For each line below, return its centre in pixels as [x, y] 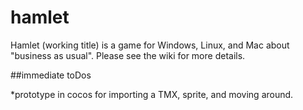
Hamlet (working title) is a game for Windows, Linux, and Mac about [150, 45]
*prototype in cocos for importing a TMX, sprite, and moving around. [152, 94]
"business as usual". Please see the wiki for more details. [128, 55]
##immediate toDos [51, 75]
